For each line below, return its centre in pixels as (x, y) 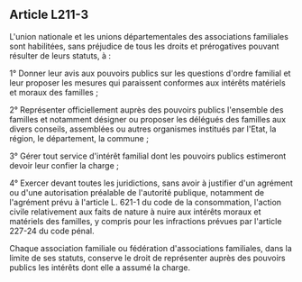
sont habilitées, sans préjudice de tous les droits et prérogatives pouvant (144, 46)
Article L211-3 (49, 15)
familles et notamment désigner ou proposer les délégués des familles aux (148, 119)
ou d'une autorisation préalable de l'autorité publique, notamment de (137, 192)
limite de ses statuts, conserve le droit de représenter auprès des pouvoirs (147, 258)
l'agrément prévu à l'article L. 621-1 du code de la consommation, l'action (146, 202)
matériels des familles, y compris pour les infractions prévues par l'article (146, 221)
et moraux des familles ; (54, 92)
